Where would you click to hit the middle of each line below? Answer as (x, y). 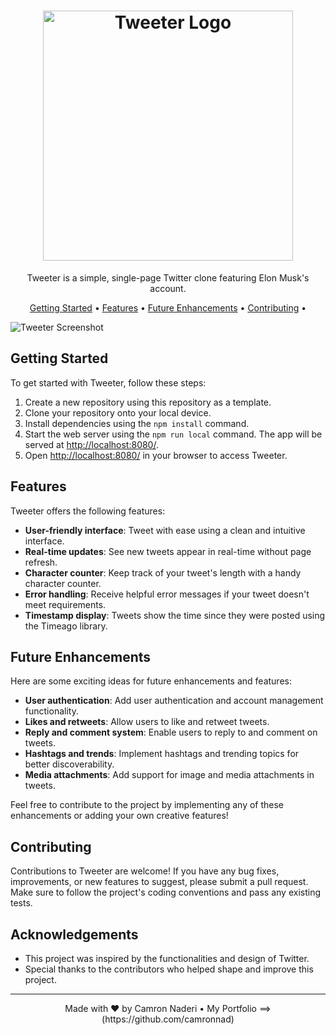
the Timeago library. (66, 626)
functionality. (51, 711)
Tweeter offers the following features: (88, 511)
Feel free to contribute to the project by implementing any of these (147, 805)
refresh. (41, 562)
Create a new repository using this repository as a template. (148, 402)
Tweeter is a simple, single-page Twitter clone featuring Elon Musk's (168, 277)
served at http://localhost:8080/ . (91, 444)
